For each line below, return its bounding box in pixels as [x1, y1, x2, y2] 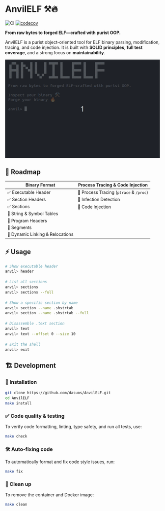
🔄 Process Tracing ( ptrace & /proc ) [78, 189, 148, 195]
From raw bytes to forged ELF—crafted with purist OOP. [5, 30, 121, 36]
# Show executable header [5, 264, 58, 269]
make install [5, 401, 32, 405]
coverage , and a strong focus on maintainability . [5, 49, 106, 55]
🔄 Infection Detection [78, 196, 120, 203]
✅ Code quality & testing [5, 412, 65, 419]
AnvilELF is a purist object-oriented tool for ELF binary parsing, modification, [5, 39, 160, 45]
